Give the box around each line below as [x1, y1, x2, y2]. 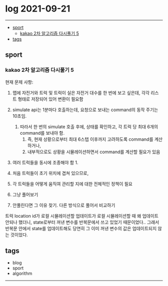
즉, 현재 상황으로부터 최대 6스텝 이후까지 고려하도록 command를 [27, 136, 153, 142]
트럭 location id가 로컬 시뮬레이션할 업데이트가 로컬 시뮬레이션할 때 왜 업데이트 [5, 213, 159, 219]
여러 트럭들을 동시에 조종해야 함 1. [12, 159, 78, 165]
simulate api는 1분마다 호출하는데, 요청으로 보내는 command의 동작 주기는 [12, 107, 158, 113]
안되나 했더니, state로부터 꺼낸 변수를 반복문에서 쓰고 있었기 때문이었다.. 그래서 [5, 219, 159, 225]
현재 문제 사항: [5, 79, 33, 85]
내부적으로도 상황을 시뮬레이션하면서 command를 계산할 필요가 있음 [27, 149, 160, 155]
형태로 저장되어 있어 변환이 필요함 [17, 96, 83, 102]
